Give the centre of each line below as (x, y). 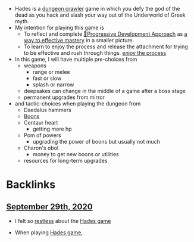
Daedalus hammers (47, 110)
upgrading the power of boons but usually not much (96, 142)
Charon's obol (41, 148)
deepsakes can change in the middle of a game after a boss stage (104, 91)
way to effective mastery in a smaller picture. (79, 40)
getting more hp (52, 129)
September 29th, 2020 (50, 207)
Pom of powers (42, 135)
